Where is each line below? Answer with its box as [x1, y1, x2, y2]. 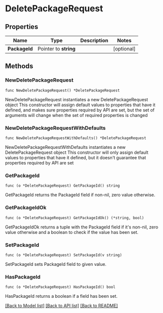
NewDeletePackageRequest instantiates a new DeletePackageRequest [5, 96, 148, 102]
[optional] [113, 45, 136, 52]
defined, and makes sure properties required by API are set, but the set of [5, 107, 155, 113]
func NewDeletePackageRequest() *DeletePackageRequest [5, 88, 120, 93]
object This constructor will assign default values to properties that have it [5, 102, 156, 108]
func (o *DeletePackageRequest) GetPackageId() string [5, 183, 120, 188]
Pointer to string [37, 45, 76, 52]
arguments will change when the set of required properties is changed [5, 112, 148, 118]
